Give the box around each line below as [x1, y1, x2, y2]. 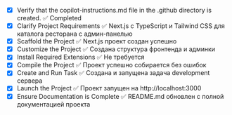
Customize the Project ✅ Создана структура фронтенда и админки [16, 45, 216, 53]
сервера [16, 76, 43, 85]
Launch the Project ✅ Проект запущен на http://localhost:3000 [16, 84, 202, 93]
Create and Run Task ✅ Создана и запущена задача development [16, 69, 210, 77]
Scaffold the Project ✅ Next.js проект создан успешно [16, 37, 177, 46]
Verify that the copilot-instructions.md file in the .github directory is [16, 6, 212, 14]
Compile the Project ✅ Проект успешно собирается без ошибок [16, 61, 207, 69]
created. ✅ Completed [16, 14, 82, 22]
